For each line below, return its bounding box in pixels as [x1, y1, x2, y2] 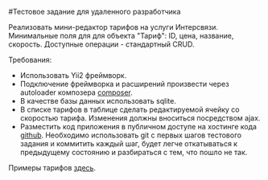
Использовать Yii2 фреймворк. [19, 71, 127, 80]
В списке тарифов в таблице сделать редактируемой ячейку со [19, 104, 240, 114]
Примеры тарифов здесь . [8, 163, 97, 172]
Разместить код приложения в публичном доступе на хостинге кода [19, 122, 258, 131]
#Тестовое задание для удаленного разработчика [8, 7, 181, 16]
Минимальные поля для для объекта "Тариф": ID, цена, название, [8, 31, 234, 40]
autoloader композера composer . [19, 88, 133, 97]
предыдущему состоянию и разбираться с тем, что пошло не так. [19, 148, 248, 157]
